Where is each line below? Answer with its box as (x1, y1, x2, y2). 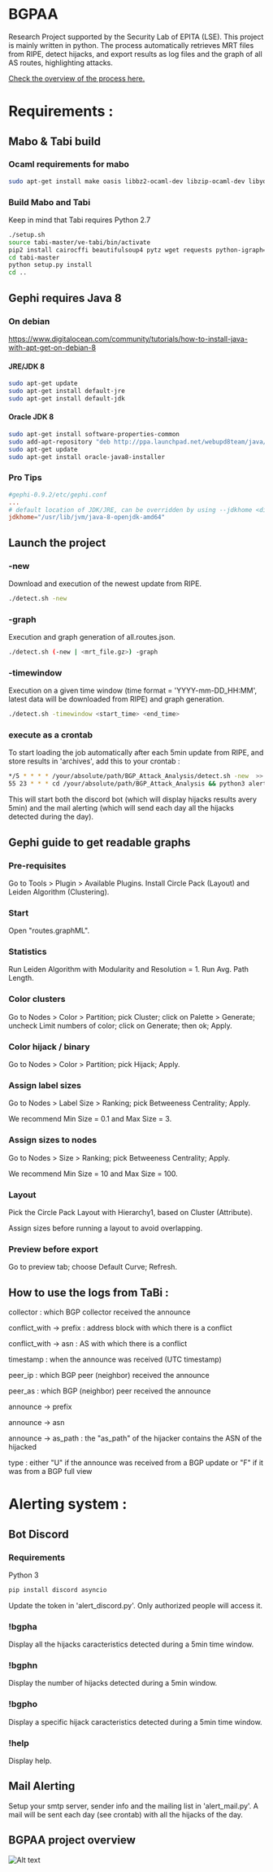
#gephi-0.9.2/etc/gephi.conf (8, 490, 107, 499)
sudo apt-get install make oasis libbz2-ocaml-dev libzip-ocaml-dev (8, 177, 245, 186)
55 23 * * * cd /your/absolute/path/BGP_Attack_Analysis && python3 (8, 780, 245, 788)
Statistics (8, 946, 47, 957)
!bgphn (8, 1660, 38, 1671)
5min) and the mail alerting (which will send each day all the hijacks (8, 803, 234, 813)
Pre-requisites (8, 859, 67, 871)
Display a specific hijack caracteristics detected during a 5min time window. (8, 1717, 262, 1726)
